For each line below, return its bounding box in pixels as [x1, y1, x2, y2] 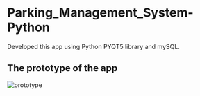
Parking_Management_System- [7, 5, 194, 21]
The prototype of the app [7, 62, 118, 74]
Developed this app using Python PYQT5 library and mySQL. [7, 42, 181, 50]
